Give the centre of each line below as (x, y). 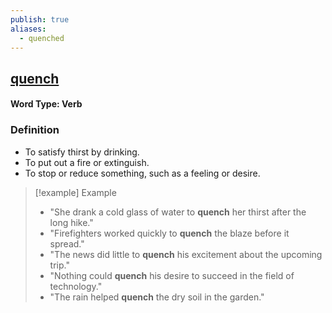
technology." (76, 286)
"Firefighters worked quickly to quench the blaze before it (169, 233)
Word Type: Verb (46, 104)
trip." (59, 265)
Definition (35, 130)
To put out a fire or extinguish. (87, 162)
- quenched (42, 38)
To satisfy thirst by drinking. (82, 152)
